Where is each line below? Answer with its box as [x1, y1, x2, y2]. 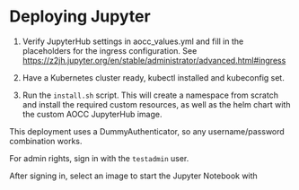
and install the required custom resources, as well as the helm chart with [22, 99, 291, 109]
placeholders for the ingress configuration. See [22, 45, 198, 56]
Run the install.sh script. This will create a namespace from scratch [22, 90, 278, 100]
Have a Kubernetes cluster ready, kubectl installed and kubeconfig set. [22, 72, 285, 82]
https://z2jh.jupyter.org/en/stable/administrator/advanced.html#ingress [22, 55, 286, 65]
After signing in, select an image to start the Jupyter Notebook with [9, 170, 258, 181]
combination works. [9, 135, 83, 146]
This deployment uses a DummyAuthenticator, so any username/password [9, 125, 285, 136]
